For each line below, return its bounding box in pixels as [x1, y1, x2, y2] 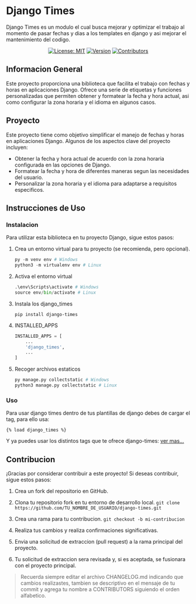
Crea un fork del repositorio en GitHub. [14, 487, 108, 494]
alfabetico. [20, 592, 47, 599]
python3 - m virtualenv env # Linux [14, 262, 102, 268]
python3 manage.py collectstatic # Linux [14, 382, 118, 388]
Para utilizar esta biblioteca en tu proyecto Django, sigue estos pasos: [6, 234, 174, 241]
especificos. [14, 186, 44, 193]
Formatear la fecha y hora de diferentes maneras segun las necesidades [14, 167, 190, 174]
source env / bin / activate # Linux [14, 289, 97, 296]
